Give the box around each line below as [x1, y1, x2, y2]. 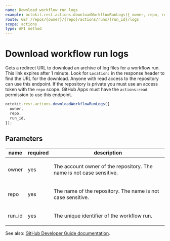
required [27, 149, 49, 156]
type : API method [5, 26, 42, 31]
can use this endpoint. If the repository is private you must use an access [5, 81, 158, 87]
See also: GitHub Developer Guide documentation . [5, 230, 110, 236]
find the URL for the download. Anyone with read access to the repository [5, 75, 159, 82]
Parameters [5, 134, 43, 143]
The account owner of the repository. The [53, 163, 153, 170]
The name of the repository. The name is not [53, 188, 159, 195]
